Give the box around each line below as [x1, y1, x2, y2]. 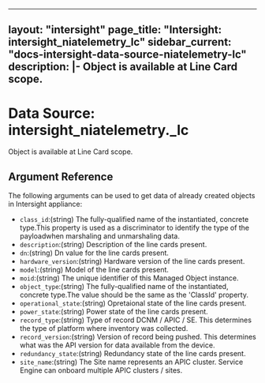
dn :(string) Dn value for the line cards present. [19, 248, 170, 257]
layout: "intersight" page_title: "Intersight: [8, 23, 222, 36]
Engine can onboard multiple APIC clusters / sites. [19, 366, 183, 375]
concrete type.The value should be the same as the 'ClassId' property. [19, 290, 248, 300]
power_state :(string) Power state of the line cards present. [19, 307, 209, 317]
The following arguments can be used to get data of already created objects [8, 191, 256, 201]
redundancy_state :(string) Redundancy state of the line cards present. [19, 349, 246, 359]
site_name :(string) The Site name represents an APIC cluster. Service [19, 357, 244, 367]
